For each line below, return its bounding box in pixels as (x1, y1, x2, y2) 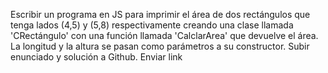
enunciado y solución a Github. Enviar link (10, 51, 183, 63)
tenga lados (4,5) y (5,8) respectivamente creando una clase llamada (10, 19, 294, 31)
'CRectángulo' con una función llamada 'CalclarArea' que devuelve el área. (10, 30, 319, 41)
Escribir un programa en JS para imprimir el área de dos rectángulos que (10, 9, 311, 20)
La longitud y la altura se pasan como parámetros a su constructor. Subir (10, 40, 310, 52)
